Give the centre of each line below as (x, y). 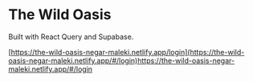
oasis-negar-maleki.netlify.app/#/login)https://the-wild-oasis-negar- (122, 61)
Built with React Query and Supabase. (71, 37)
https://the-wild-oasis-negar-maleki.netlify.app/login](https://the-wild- (128, 52)
